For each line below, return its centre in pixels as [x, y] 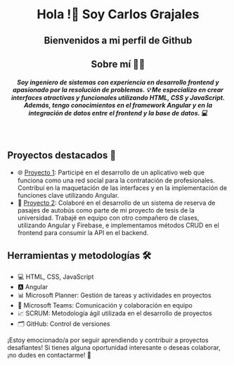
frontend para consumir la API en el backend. [83, 232]
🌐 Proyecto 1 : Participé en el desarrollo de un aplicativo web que [111, 172]
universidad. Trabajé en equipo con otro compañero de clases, [108, 217]
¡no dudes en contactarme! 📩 [49, 355]
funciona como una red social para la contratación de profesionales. [116, 180]
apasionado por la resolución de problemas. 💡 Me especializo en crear [118, 89]
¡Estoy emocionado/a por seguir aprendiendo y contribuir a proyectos [108, 340]
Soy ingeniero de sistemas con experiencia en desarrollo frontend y [118, 82]
